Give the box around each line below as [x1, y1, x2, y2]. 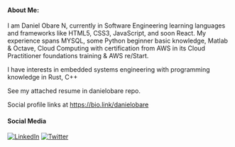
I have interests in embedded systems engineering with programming [7, 65, 211, 74]
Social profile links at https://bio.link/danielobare [7, 100, 149, 109]
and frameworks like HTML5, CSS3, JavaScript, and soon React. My [7, 29, 207, 38]
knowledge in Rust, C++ [7, 73, 78, 82]
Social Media [7, 116, 47, 125]
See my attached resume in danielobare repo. [7, 87, 141, 95]
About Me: [7, 6, 40, 14]
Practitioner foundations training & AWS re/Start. [7, 52, 149, 60]
